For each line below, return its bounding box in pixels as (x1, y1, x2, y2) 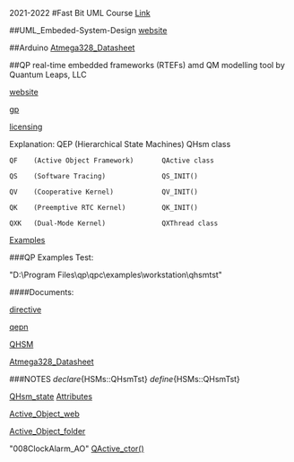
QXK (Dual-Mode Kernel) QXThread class (9, 219, 219, 228)
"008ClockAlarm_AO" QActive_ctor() (9, 443, 145, 454)
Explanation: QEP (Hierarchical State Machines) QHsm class (9, 139, 231, 149)
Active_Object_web (9, 408, 80, 419)
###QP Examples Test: (9, 252, 94, 263)
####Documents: (9, 287, 74, 297)
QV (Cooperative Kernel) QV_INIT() (9, 187, 199, 196)
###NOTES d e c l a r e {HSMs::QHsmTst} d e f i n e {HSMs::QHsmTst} (9, 374, 240, 384)
